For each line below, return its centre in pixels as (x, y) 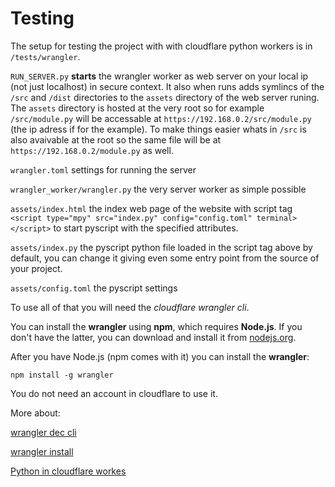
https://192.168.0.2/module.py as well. (92, 150)
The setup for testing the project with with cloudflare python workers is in (161, 46)
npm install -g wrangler (62, 375)
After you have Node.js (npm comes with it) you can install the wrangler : (160, 356)
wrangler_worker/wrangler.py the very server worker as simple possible (158, 189)
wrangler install (42, 451)
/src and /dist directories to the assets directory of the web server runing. (165, 97)
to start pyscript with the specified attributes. (146, 228)
